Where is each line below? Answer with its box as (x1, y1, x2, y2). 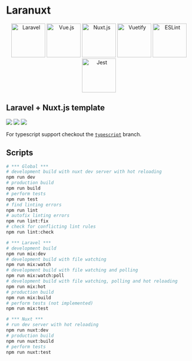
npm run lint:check (6, 229, 54, 235)
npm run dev (6, 175, 35, 180)
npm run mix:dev (6, 251, 46, 257)
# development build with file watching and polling (6, 267, 138, 273)
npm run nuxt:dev (6, 327, 49, 333)
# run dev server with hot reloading (6, 322, 99, 328)
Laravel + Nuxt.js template (6, 103, 105, 113)
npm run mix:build (6, 294, 51, 301)
